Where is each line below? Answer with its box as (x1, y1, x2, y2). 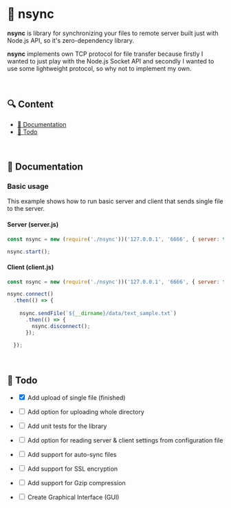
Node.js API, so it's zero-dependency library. (7, 36, 135, 44)
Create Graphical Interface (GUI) (27, 493, 120, 502)
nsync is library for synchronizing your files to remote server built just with (7, 29, 219, 37)
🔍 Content (7, 99, 54, 110)
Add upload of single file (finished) (27, 394, 126, 402)
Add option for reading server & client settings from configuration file (27, 436, 223, 445)
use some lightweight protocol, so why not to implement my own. (7, 64, 192, 72)
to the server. (7, 205, 45, 213)
